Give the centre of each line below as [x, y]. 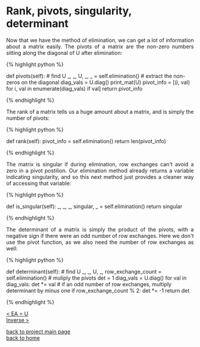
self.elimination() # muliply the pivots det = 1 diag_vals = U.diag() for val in [96, 278]
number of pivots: [28, 118]
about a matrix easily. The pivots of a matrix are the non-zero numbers [100, 47]
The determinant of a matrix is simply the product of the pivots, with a [100, 229]
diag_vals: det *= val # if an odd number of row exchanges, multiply [89, 284]
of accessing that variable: [39, 183]
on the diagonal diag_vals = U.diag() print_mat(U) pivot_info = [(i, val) [106, 82]
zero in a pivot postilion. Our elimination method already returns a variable [100, 171]
